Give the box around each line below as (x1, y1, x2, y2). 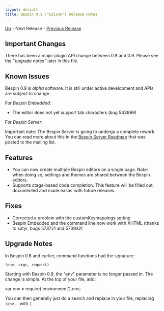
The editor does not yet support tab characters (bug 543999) (12, 109, 137, 116)
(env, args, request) (5, 262, 50, 267)
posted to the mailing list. (5, 139, 56, 145)
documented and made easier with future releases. (12, 187, 116, 193)
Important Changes (5, 39, 66, 48)
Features (5, 153, 33, 162)
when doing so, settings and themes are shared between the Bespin (12, 172, 150, 177)
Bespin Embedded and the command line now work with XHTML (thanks (12, 220, 160, 226)
